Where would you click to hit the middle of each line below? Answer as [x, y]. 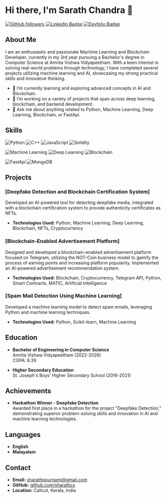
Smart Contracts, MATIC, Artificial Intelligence [60, 283]
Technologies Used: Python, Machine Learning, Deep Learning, [78, 223]
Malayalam [24, 452]
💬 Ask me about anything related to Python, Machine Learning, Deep [83, 109]
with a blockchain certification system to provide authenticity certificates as [83, 208]
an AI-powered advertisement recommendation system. [63, 268]
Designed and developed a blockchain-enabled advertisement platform [78, 252]
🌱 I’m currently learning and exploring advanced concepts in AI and [82, 88]
